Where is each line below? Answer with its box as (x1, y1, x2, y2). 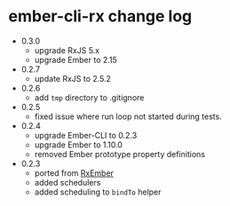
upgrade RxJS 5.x (34, 44, 100, 55)
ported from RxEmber (34, 167, 115, 178)
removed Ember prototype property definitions (34, 148, 206, 159)
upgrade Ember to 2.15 (34, 54, 117, 65)
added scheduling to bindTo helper (34, 186, 162, 197)
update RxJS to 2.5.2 (34, 73, 112, 83)
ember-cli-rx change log (8, 6, 193, 27)
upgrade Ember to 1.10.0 (34, 139, 123, 150)
